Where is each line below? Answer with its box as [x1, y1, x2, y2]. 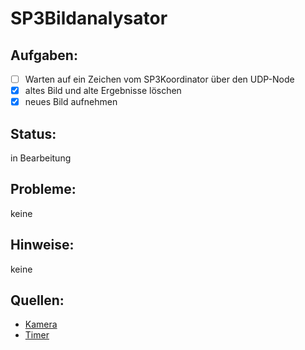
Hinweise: [10, 237, 75, 254]
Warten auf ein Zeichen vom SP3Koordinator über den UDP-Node [24, 73, 295, 85]
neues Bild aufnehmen [24, 96, 118, 108]
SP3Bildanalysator [10, 7, 168, 30]
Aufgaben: [10, 47, 78, 64]
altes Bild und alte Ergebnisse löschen [24, 85, 182, 97]
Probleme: [10, 181, 77, 198]
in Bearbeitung [10, 152, 72, 164]
